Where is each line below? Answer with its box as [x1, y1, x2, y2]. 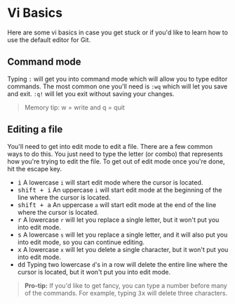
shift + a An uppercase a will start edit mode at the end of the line [17, 200, 217, 209]
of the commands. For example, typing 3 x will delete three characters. [24, 289, 228, 297]
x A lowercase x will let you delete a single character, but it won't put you [17, 245, 229, 253]
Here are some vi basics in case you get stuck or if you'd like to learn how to [7, 28, 228, 37]
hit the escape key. [7, 164, 62, 173]
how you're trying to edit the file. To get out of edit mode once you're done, [7, 157, 226, 166]
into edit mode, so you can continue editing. [17, 237, 145, 246]
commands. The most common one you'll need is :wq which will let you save [7, 82, 228, 91]
